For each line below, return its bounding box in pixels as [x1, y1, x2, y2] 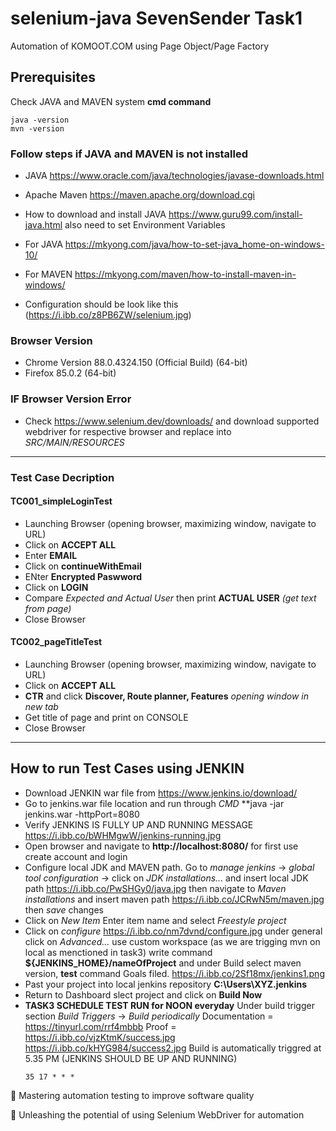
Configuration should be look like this [24, 298, 179, 311]
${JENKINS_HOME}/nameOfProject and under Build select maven [24, 957, 302, 969]
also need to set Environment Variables [64, 219, 226, 231]
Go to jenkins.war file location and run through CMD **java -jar [24, 797, 285, 809]
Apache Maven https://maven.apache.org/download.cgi [24, 189, 255, 201]
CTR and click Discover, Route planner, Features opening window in [24, 690, 309, 702]
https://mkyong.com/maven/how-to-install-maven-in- [74, 268, 297, 281]
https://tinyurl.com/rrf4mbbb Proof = [24, 1020, 177, 1032]
